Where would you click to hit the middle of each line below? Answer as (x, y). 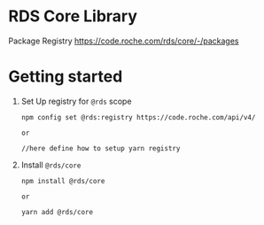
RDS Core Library (73, 16)
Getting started (66, 77)
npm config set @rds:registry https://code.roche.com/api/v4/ (138, 117)
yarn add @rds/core (57, 212)
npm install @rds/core (63, 181)
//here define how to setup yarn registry (101, 148)
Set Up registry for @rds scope (76, 101)
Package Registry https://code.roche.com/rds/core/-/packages (124, 41)
